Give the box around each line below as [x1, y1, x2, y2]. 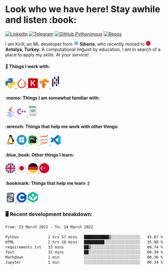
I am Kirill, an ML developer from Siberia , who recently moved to [5, 41, 145, 47]
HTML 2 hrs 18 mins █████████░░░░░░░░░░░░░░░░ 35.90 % [5, 240, 163, 245]
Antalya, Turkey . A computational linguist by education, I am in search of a [5, 46, 161, 52]
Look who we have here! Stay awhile [5, 4, 160, 15]
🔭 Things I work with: [5, 63, 50, 69]
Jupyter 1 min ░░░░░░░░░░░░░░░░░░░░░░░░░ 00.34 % [5, 260, 163, 265]
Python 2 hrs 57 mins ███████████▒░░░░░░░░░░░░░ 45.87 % [5, 235, 163, 240]
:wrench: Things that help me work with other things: [5, 123, 119, 129]
